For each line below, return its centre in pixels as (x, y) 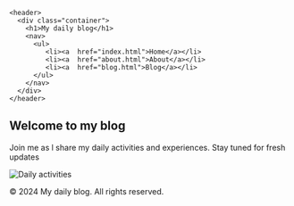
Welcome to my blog (67, 126)
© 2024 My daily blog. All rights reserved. (87, 191)
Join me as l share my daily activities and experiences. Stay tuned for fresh (147, 147)
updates (25, 157)
